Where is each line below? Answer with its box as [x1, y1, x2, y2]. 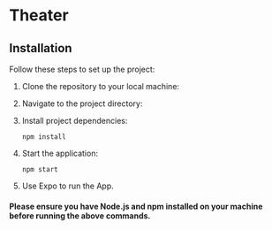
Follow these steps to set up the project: [9, 64, 155, 74]
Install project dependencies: [21, 116, 128, 126]
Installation [9, 41, 72, 56]
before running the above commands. [9, 210, 151, 221]
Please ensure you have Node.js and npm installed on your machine [9, 201, 263, 211]
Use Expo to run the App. [21, 180, 114, 191]
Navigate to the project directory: [21, 98, 143, 109]
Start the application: [21, 148, 99, 158]
